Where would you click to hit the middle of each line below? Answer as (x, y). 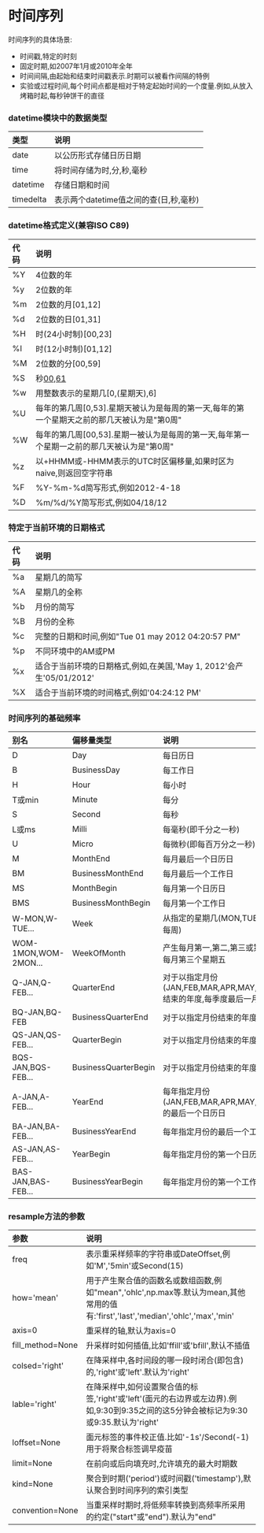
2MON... (27, 963)
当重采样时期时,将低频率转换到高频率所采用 (166, 1505)
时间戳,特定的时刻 (48, 56)
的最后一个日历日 (194, 1113)
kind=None (33, 1484)
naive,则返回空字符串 (74, 473)
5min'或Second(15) (147, 1266)
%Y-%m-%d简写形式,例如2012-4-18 (108, 488)
